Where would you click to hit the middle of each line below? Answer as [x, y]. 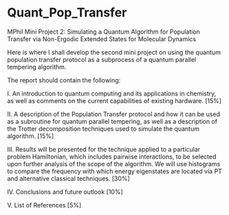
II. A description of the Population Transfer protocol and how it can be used [113, 114]
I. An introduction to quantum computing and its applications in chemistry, [112, 93]
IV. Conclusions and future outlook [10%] [65, 192]
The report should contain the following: [64, 80]
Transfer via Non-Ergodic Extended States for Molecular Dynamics [101, 38]
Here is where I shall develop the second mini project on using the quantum [114, 52]
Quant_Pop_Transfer [67, 13]
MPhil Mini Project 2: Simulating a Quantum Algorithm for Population [104, 32]
